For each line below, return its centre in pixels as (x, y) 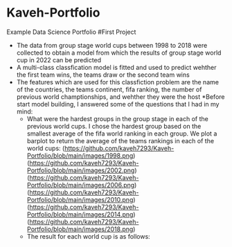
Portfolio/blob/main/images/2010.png (80, 199)
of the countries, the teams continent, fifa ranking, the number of (109, 89)
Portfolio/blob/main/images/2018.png (80, 229)
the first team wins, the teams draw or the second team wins (103, 75)
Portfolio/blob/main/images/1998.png (80, 155)
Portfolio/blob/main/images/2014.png (80, 214)
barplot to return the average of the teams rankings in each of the (121, 140)
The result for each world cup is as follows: (88, 236)
